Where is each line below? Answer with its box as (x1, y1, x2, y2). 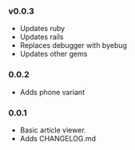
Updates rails (19, 32, 64, 41)
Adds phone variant (19, 87, 85, 97)
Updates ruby (19, 24, 66, 34)
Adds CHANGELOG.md (19, 133, 97, 143)
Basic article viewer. (19, 125, 86, 135)
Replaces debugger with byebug (19, 41, 128, 50)
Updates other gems (19, 49, 88, 59)
